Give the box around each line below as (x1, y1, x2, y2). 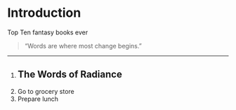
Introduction (7, 5, 81, 21)
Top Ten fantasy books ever (7, 28, 88, 36)
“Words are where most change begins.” (24, 41, 142, 50)
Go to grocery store (17, 87, 75, 95)
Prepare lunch (17, 95, 58, 103)
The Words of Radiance (17, 69, 123, 81)
